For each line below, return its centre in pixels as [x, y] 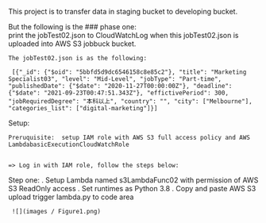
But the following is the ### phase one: [72, 27]
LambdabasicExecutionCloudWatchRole [69, 144]
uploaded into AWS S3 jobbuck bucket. [72, 44]
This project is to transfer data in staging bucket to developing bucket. [123, 12]
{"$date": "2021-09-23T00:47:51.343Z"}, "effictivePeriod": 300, [118, 93]
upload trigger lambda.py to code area [71, 197]
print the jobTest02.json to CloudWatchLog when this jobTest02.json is [123, 35]
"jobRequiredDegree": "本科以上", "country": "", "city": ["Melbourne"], [130, 102]
